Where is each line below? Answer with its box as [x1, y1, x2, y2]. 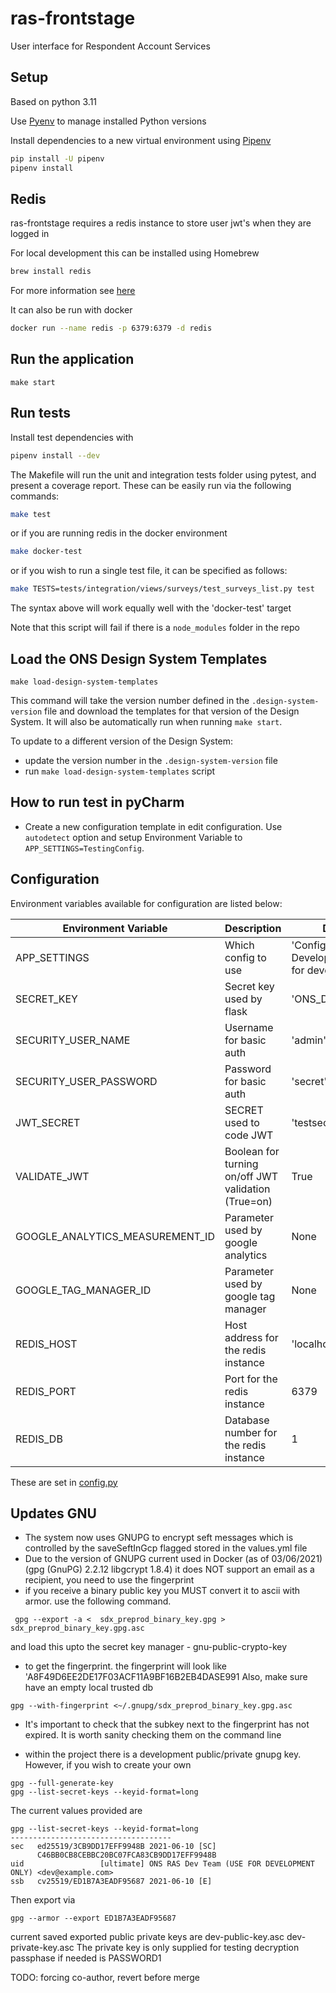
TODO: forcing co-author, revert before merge [10, 1972, 201, 1984]
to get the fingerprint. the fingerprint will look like [24, 1660, 227, 1672]
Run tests [10, 405, 71, 422]
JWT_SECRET [15, 1115, 81, 1129]
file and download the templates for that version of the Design [44, 705, 300, 717]
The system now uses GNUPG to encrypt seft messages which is [24, 1532, 294, 1544]
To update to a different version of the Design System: [10, 735, 234, 747]
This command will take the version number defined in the [10, 695, 250, 706]
